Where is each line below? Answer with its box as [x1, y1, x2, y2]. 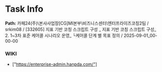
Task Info [5, 3, 44, 15]
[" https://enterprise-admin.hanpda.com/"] [12, 61, 97, 67]
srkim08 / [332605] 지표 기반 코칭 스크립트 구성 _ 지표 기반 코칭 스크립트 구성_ [5, 26, 157, 32]
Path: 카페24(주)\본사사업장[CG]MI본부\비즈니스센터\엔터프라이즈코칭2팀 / [5, 20, 149, 26]
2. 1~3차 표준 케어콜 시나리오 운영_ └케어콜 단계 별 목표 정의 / [5, 32, 123, 38]
